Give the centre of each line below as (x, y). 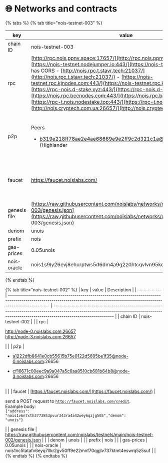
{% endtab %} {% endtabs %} (36, 455)
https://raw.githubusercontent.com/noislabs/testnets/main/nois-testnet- (79, 434)
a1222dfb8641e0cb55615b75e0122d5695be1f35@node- (70, 356)
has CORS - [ (47, 71)
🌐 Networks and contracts (61, 9)
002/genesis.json (23, 440)
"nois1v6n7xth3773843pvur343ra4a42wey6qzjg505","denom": (66, 415)
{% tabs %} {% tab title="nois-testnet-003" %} (54, 23)
